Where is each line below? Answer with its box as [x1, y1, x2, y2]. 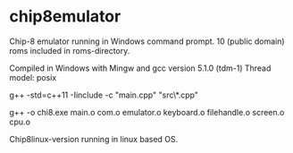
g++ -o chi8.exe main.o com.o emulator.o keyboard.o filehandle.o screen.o [9, 106, 285, 117]
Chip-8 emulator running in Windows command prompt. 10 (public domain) [9, 36, 285, 47]
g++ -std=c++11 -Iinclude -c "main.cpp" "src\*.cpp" [9, 89, 199, 100]
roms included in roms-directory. [9, 45, 130, 55]
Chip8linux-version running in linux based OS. [9, 133, 179, 144]
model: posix [9, 72, 57, 82]
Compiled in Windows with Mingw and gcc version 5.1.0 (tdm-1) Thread [9, 63, 272, 73]
